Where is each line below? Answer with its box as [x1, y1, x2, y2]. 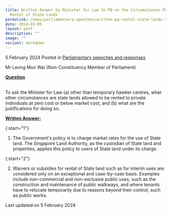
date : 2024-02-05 [5, 21, 42, 27]
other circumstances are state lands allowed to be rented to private [5, 94, 146, 100]
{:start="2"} [5, 155, 30, 161]
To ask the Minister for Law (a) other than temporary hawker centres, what [5, 89, 162, 95]
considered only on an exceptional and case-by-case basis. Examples [12, 170, 160, 176]
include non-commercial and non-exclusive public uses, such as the [12, 176, 156, 182]
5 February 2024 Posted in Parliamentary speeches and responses [5, 54, 146, 60]
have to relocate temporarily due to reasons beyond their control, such [12, 187, 161, 193]
